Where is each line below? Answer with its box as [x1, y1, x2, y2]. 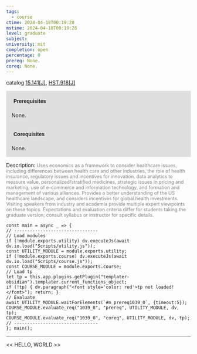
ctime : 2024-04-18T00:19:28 [6, 19, 75, 25]
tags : [6, 8, 19, 15]
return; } [35, 289, 59, 295]
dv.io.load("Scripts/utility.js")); [6, 243, 96, 250]
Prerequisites [13, 98, 46, 104]
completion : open [6, 47, 49, 53]
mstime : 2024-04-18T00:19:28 [6, 25, 77, 31]
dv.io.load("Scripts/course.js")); [6, 259, 93, 265]
